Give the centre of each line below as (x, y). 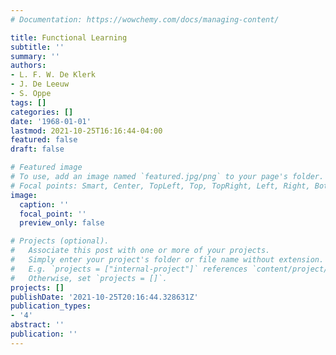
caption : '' (44, 204)
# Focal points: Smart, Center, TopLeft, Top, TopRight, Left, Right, (160, 186)
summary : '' (35, 56)
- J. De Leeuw (40, 84)
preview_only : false (62, 223)
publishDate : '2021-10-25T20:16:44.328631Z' (104, 297)
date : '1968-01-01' (51, 121)
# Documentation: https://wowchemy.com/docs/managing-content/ (145, 19)
